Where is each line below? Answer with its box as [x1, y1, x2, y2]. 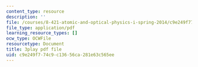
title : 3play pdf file [6, 47, 62, 52]
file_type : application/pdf [6, 24, 75, 31]
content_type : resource [6, 8, 65, 15]
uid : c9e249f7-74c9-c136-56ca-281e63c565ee [6, 52, 115, 58]
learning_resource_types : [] [6, 30, 78, 36]
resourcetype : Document [6, 41, 65, 47]
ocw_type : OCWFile [6, 36, 51, 41]
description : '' [6, 14, 46, 20]
